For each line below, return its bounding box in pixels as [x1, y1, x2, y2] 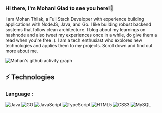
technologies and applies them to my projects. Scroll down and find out [5, 43, 153, 49]
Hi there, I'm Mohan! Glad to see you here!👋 [5, 5, 114, 12]
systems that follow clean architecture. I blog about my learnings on [5, 27, 146, 33]
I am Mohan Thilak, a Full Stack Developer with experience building [5, 16, 144, 22]
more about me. [5, 48, 38, 54]
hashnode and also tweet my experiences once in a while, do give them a [5, 32, 157, 38]
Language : [5, 90, 34, 97]
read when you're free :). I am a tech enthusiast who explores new [5, 37, 142, 43]
